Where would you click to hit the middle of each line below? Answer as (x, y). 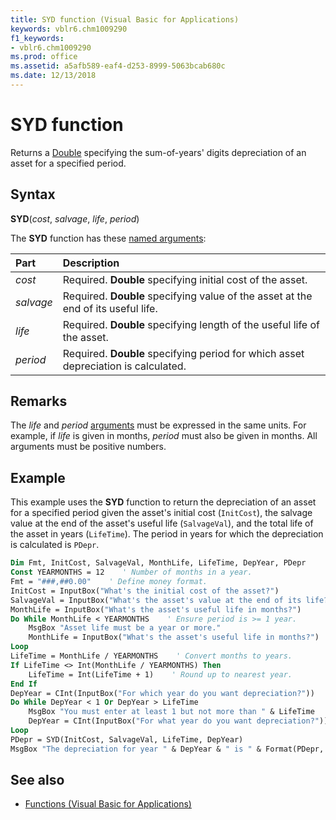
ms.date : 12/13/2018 (53, 76)
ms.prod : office (44, 57)
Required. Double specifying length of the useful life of (191, 324)
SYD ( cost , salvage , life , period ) (75, 218)
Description (91, 263)
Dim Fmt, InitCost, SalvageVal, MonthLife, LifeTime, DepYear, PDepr (158, 563)
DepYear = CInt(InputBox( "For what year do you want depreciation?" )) (178, 721)
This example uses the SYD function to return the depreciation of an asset (163, 502)
